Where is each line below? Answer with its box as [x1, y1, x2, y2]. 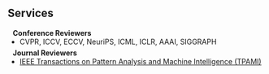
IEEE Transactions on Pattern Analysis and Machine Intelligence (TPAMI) [19, 56, 262, 66]
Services [7, 7, 54, 20]
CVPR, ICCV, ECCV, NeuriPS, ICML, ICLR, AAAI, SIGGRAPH [19, 37, 217, 46]
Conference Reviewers [12, 28, 92, 37]
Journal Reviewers [12, 48, 78, 58]
